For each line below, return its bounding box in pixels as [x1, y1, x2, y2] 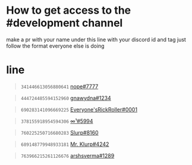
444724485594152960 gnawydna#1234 [20, 94, 111, 101]
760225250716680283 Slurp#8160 [20, 129, 99, 136]
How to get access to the [6, 4, 131, 17]
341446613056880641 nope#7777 [20, 83, 99, 90]
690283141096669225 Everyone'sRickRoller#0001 [20, 105, 138, 113]
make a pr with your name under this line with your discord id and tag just [6, 36, 186, 43]
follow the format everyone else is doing [6, 42, 105, 49]
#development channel [6, 16, 123, 30]
